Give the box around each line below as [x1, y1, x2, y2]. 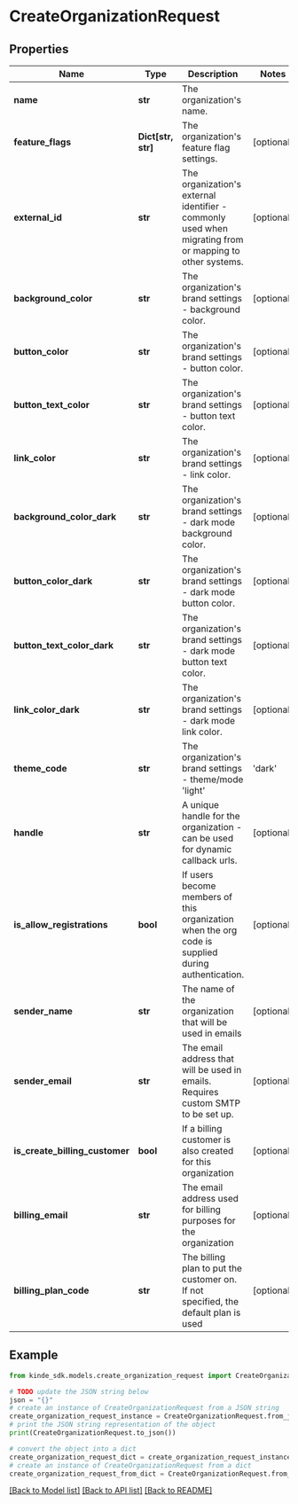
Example [9, 1348, 59, 1363]
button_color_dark [13, 575, 93, 587]
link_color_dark [13, 703, 80, 716]
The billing [181, 1251, 226, 1263]
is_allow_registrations [13, 919, 108, 930]
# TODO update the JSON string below [9, 1387, 149, 1396]
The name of [181, 983, 235, 995]
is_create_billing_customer [13, 1145, 130, 1156]
